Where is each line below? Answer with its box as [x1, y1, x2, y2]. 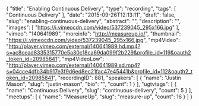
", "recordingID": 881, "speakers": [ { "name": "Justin [53, 74, 181, 81]
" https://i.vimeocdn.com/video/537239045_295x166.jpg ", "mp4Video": [6, 37, 180, 43]
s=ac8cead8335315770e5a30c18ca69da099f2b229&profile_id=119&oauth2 [6, 49, 191, 56]
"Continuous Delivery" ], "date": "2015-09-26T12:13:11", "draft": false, [6, 11, 176, 18]
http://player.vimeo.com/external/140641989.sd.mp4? [8, 62, 141, 69]
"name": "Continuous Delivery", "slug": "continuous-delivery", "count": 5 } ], [6, 87, 193, 94]
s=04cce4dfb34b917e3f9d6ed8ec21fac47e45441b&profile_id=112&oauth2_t [6, 68, 193, 75]
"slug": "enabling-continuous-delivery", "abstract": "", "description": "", [6, 18, 181, 24]
